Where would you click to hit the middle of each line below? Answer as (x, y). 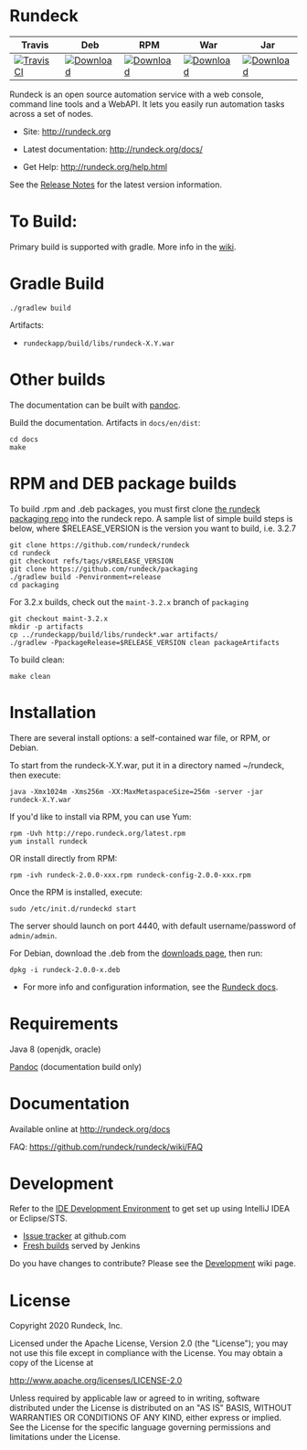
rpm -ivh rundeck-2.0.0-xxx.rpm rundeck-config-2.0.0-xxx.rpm (130, 875)
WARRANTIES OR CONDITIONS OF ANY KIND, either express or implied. (145, 1418)
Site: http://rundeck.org (67, 131)
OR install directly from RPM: (64, 858)
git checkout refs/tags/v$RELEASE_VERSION (91, 561)
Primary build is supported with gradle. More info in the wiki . (123, 247)
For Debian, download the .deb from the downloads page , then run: (136, 953)
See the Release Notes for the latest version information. (116, 185)
